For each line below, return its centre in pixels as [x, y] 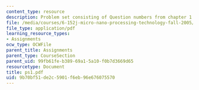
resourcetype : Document [36, 67]
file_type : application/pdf [41, 28]
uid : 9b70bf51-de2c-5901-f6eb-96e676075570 [61, 78]
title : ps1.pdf [25, 72]
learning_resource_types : [38, 34]
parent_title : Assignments [39, 50]
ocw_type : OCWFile [29, 45]
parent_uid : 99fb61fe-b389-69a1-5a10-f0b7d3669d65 [70, 61]
